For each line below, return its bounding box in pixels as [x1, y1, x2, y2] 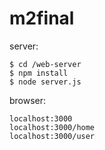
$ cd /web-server [9, 59, 82, 69]
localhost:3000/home [9, 122, 96, 132]
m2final [9, 7, 75, 30]
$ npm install [9, 68, 69, 78]
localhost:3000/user [9, 131, 96, 141]
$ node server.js [9, 77, 82, 87]
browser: [9, 94, 47, 106]
